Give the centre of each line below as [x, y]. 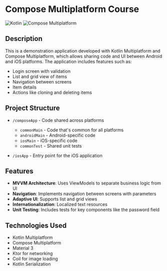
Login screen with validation [41, 71]
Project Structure [32, 108]
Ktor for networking [32, 253]
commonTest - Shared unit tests [51, 145]
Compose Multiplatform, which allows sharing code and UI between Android [84, 56]
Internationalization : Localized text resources [60, 204]
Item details [24, 87]
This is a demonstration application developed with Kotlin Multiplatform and [83, 50]
